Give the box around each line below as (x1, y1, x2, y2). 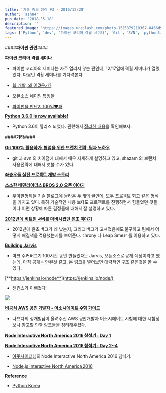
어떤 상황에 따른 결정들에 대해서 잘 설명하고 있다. (21, 205, 115, 211)
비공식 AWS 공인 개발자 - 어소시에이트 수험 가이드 (5, 305, 100, 311)
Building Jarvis (5, 242, 37, 248)
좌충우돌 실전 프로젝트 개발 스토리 (5, 172, 69, 177)
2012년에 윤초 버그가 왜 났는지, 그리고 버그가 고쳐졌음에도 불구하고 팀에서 (12, 226, 154, 232)
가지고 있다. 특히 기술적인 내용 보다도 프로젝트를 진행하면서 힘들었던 (17, 199, 148, 205)
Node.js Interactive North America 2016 (12, 363, 93, 369)
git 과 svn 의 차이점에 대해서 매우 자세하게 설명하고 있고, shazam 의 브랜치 (12, 155, 157, 161)
